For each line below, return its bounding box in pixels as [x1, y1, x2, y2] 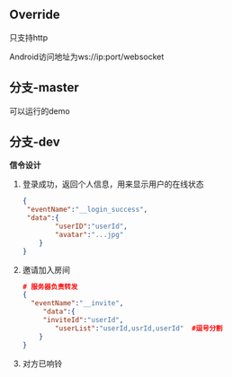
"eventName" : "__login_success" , [26, 206, 148, 215]
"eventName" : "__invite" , [31, 299, 124, 308]
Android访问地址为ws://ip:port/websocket [9, 51, 165, 62]
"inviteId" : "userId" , [42, 316, 124, 325]
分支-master [9, 80, 79, 95]
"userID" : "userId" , [55, 222, 128, 232]
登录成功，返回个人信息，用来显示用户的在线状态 [22, 179, 204, 189]
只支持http [9, 31, 49, 43]
